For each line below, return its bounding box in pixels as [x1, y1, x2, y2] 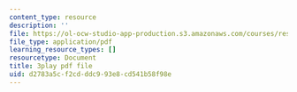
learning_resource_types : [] [9, 46, 117, 54]
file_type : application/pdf [9, 37, 113, 46]
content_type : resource [9, 12, 97, 22]
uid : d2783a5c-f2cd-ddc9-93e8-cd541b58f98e [9, 70, 172, 79]
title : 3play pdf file [9, 62, 93, 71]
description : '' [9, 21, 69, 30]
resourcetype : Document [9, 53, 97, 62]
